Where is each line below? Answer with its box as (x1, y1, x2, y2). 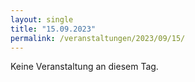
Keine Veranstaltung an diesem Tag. (10, 61, 159, 73)
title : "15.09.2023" (10, 24, 97, 34)
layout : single (10, 14, 74, 25)
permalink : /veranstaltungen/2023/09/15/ (10, 33, 186, 43)
